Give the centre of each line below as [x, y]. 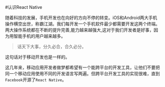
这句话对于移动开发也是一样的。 [37, 57]
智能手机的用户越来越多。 [39, 36]
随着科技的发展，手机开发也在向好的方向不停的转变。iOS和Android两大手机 [81, 18]
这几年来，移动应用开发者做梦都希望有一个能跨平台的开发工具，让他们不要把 [82, 67]
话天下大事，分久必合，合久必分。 [52, 46]
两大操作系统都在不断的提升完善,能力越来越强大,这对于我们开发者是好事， [80, 30]
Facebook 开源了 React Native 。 [36, 80]
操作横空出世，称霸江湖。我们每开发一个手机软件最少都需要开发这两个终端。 [82, 24]
